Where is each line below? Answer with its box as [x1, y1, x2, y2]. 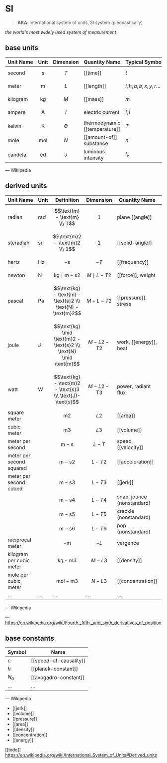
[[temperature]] [83, 125, 121, 132]
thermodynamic [83, 119, 121, 126]
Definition [55, 196, 80, 203]
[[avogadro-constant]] [30, 674, 84, 681]
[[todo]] [5, 747, 21, 753]
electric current [83, 108, 120, 115]
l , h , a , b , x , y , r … [125, 82, 161, 89]
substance [83, 140, 108, 147]
